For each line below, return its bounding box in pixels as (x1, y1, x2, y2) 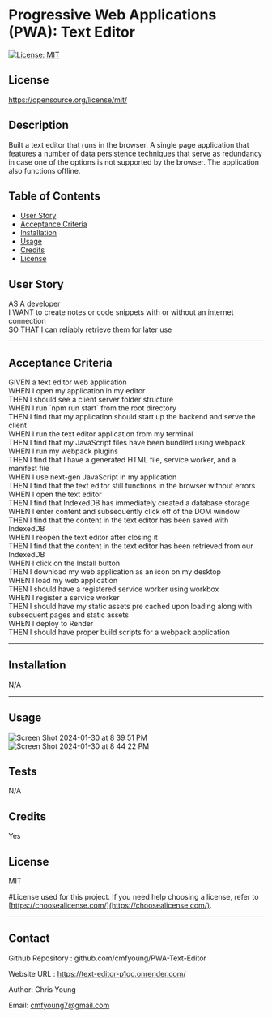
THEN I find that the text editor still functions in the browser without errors (8, 481, 256, 490)
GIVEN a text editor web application (8, 377, 127, 387)
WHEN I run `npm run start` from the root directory (8, 403, 176, 413)
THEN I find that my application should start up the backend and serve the (8, 412, 257, 421)
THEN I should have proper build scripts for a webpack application (8, 627, 231, 637)
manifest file (8, 464, 50, 473)
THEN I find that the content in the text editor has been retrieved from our (8, 541, 253, 551)
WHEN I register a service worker (8, 593, 120, 602)
